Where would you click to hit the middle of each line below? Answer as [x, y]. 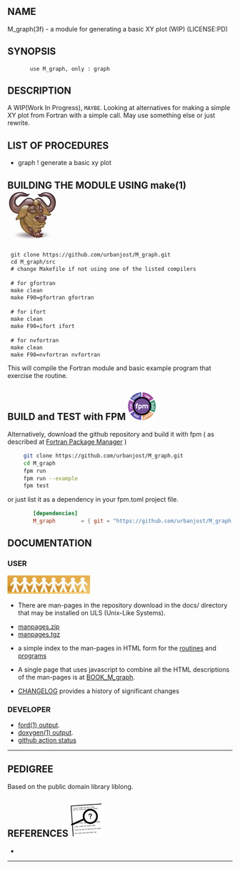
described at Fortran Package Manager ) [67, 442]
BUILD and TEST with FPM [67, 417]
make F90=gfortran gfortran [52, 298]
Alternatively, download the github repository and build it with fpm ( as [111, 434]
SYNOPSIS [32, 52]
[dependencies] [56, 514]
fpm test [36, 486]
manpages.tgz [39, 634]
